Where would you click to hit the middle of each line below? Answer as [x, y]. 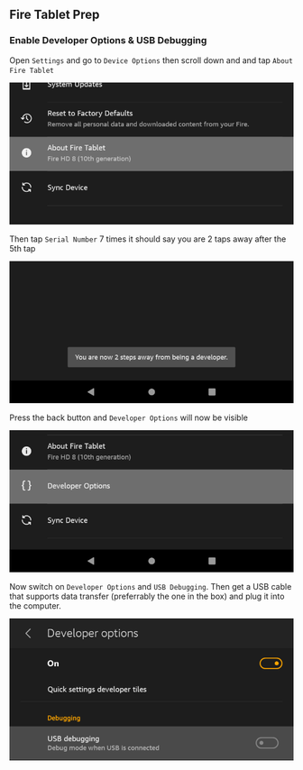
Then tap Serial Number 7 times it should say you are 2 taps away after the [148, 239]
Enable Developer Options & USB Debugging [108, 41]
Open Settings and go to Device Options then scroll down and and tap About [151, 60]
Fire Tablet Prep [55, 15]
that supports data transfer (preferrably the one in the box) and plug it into [147, 596]
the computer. [35, 605]
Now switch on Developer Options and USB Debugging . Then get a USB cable [151, 586]
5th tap [23, 248]
